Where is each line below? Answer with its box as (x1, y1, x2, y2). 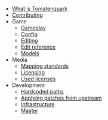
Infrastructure (20, 101, 55, 107)
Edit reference (20, 43, 56, 50)
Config (20, 31, 38, 38)
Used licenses (20, 75, 56, 82)
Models (20, 50, 40, 56)
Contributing (11, 11, 43, 19)
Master (20, 107, 39, 114)
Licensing (20, 69, 45, 76)
